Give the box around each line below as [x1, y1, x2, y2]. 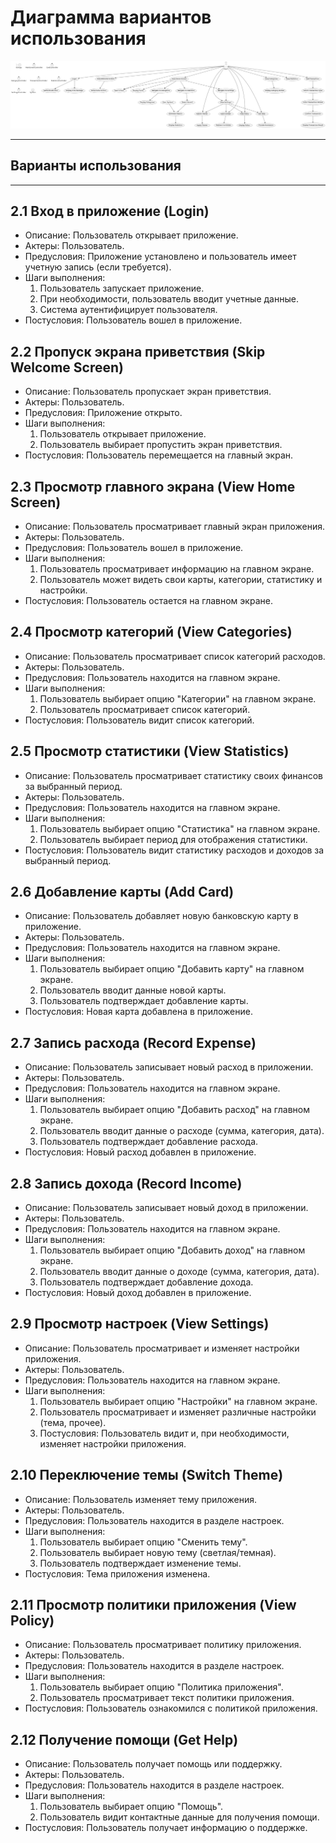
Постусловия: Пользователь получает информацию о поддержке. [24, 1822, 308, 1834]
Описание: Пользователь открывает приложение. [24, 229, 239, 241]
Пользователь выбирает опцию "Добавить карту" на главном [39, 963, 305, 975]
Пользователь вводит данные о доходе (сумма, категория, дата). [39, 1266, 320, 1278]
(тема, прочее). [39, 1416, 107, 1428]
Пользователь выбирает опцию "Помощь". [39, 1801, 224, 1813]
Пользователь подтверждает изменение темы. [39, 1557, 242, 1569]
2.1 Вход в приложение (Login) [10, 202, 210, 220]
